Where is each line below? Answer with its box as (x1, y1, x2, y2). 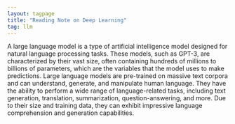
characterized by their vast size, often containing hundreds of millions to (7, 57, 217, 65)
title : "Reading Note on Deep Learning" (7, 17, 128, 24)
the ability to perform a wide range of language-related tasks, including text (7, 86, 226, 95)
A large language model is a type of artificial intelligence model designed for (7, 42, 228, 51)
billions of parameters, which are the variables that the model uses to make (7, 64, 224, 73)
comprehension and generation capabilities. (7, 109, 135, 117)
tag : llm (7, 23, 33, 30)
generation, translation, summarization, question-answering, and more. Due (7, 94, 227, 102)
